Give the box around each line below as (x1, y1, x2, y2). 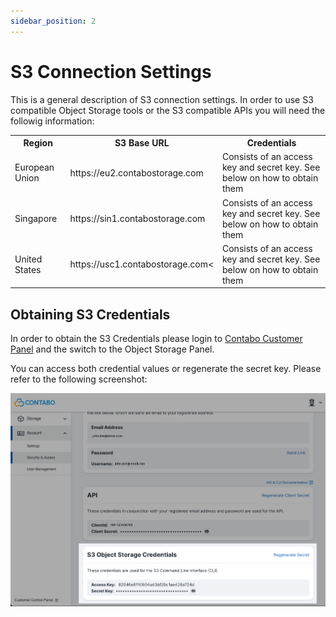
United (14, 253, 43, 265)
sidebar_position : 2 (10, 16, 97, 26)
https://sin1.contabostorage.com (69, 213, 206, 225)
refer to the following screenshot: (10, 373, 148, 385)
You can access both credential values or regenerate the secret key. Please (10, 363, 322, 375)
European (14, 161, 55, 174)
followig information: (10, 115, 95, 127)
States (14, 263, 42, 275)
